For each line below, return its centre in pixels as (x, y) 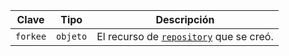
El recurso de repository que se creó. (185, 36)
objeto (72, 36)
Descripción (185, 19)
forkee (31, 36)
